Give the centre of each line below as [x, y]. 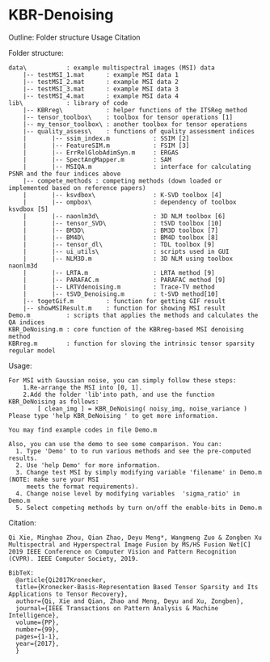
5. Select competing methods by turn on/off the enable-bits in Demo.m [139, 508]
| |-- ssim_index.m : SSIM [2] [106, 138]
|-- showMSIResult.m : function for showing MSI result [124, 308]
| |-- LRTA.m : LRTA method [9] [119, 272]
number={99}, [38, 629]
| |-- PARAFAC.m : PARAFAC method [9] [124, 280]
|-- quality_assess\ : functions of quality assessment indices [139, 131]
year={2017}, [38, 643]
